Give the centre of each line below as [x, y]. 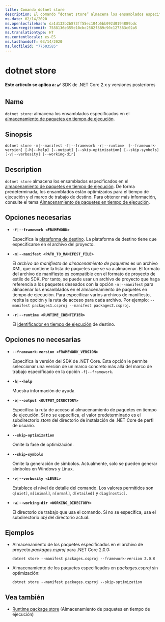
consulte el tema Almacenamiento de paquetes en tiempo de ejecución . [78, 202]
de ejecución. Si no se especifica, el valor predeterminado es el [76, 415]
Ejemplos [20, 533]
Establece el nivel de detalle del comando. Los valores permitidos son [83, 488]
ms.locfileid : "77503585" [31, 46]
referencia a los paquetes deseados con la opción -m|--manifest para [83, 284]
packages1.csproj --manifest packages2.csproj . [81, 305]
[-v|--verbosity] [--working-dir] [41, 155]
